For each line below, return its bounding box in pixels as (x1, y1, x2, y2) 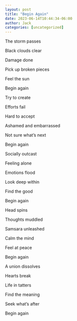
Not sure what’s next (5, 132, 46, 138)
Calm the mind (5, 235, 34, 241)
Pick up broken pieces (5, 66, 50, 73)
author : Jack (5, 20, 31, 26)
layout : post (5, 7, 31, 12)
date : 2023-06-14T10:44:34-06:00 (5, 16, 73, 21)
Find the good (5, 188, 33, 194)
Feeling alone (5, 160, 32, 166)
